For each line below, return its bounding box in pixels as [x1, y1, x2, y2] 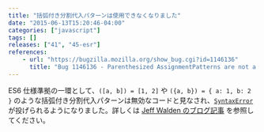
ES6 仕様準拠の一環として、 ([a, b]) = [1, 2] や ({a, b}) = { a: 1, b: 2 [8, 85, 251, 95]
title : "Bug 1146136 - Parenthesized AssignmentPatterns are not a [28, 63, 257, 71]
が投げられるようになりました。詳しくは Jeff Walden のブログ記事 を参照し [8, 105, 255, 115]
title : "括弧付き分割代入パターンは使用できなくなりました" [8, 11, 182, 20]
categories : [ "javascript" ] [8, 26, 101, 34]
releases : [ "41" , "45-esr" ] [8, 41, 101, 49]
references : [8, 48, 47, 56]
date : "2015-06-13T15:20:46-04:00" [8, 19, 126, 27]
